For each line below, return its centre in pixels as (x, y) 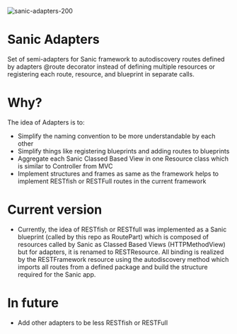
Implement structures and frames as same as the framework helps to (118, 173)
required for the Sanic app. (57, 274)
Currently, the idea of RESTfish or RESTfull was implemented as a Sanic (122, 229)
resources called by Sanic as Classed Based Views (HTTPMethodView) (122, 244)
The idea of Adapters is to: (46, 122)
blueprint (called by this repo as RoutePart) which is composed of (113, 236)
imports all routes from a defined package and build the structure (112, 267)
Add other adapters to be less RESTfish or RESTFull (93, 323)
